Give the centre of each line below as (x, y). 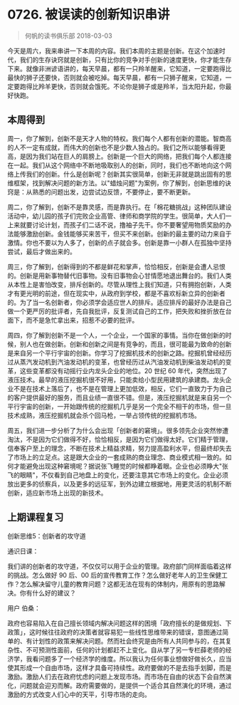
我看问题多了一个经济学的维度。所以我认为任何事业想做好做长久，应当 (129, 659)
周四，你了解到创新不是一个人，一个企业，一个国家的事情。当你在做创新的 (116, 335)
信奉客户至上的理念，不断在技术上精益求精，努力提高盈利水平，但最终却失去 (119, 448)
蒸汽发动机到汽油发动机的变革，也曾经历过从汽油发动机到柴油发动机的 (122, 362)
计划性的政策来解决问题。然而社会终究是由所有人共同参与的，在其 (128, 641)
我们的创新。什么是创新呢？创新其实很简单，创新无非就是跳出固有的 (126, 174)
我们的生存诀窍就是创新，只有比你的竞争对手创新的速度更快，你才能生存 (126, 59)
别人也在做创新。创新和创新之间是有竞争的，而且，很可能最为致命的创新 (126, 344)
